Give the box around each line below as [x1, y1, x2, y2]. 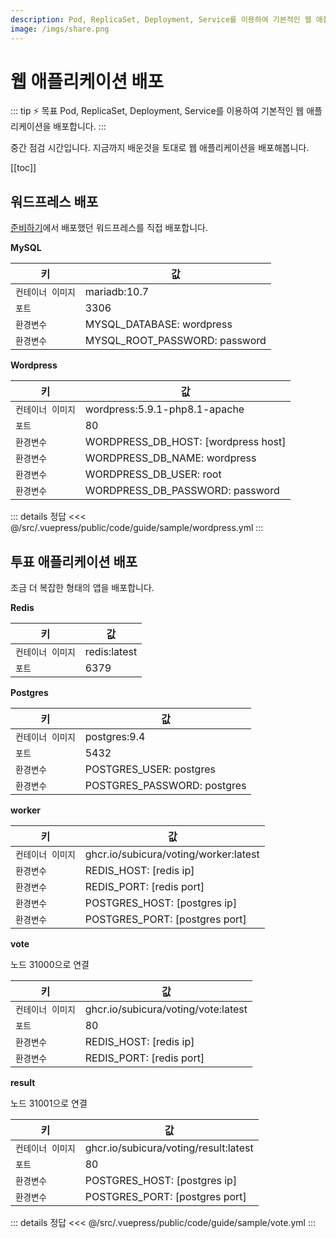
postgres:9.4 [84, 730, 146, 744]
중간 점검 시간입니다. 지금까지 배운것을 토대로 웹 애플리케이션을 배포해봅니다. [10, 142, 310, 154]
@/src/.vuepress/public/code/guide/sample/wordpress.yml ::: [10, 522, 264, 534]
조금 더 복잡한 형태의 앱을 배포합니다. [10, 582, 155, 594]
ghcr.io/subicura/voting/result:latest [84, 1141, 254, 1155]
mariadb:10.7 [84, 285, 150, 299]
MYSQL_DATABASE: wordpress [84, 317, 233, 331]
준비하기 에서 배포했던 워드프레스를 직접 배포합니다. [10, 222, 209, 234]
